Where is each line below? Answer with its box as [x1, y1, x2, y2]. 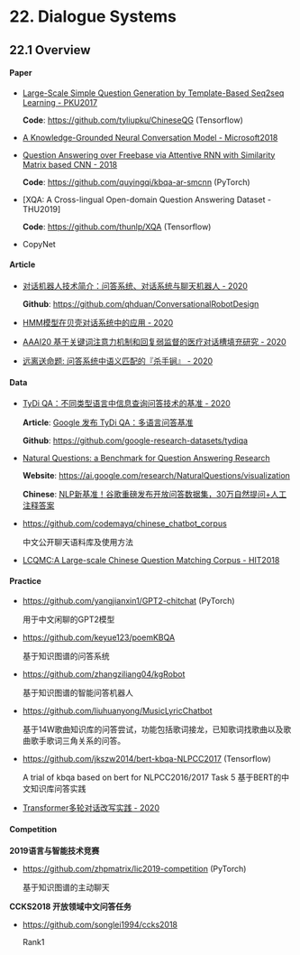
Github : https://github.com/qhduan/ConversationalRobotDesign [22, 298, 259, 309]
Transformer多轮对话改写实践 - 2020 [22, 802, 160, 813]
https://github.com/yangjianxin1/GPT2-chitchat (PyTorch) [22, 596, 236, 607]
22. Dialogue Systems [9, 6, 177, 27]
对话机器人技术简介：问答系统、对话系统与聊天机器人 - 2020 [22, 280, 248, 291]
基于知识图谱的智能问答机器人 [22, 688, 133, 699]
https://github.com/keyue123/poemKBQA [22, 632, 176, 643]
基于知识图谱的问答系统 [22, 651, 110, 662]
